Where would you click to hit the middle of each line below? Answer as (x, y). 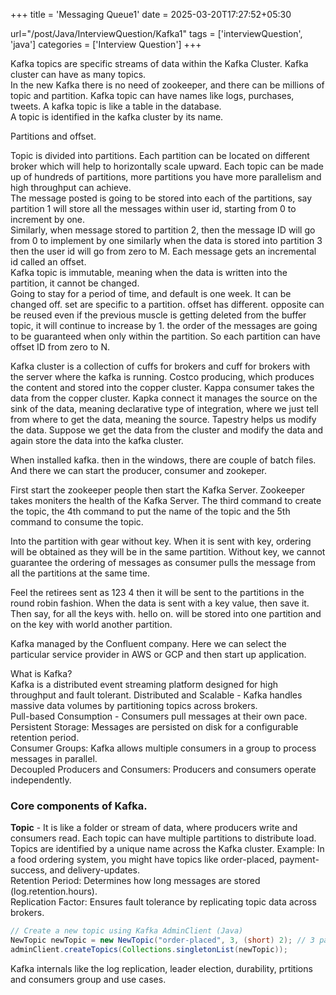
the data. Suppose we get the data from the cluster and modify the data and (167, 430)
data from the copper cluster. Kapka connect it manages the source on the (164, 398)
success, (29, 870)
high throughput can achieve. (71, 187)
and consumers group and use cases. (88, 979)
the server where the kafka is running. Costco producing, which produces (162, 377)
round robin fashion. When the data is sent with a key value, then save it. (160, 603)
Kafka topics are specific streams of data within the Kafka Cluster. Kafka (159, 63)
